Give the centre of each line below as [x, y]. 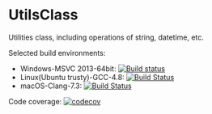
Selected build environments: [57, 53]
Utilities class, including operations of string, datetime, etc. [106, 37]
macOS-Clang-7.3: [51, 86]
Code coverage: [35, 101]
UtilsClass [43, 15]
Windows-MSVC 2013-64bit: [68, 68]
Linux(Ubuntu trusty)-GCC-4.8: [72, 77]
